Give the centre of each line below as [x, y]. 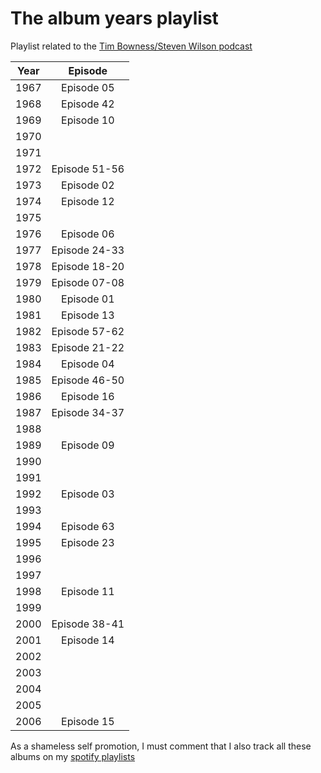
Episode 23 [88, 542]
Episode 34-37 [88, 412]
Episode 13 [88, 315]
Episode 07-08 [88, 282]
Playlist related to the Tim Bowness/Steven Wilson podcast [131, 46]
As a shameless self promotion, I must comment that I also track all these [161, 746]
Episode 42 [88, 104]
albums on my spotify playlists [73, 756]
